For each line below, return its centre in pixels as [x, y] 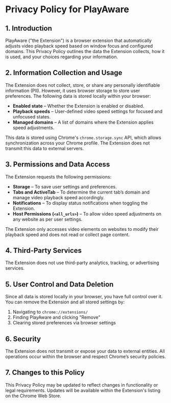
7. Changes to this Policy [45, 373]
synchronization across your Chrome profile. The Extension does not [78, 143]
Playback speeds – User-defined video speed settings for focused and [88, 111]
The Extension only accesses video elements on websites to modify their [82, 229]
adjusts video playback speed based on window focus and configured [79, 46]
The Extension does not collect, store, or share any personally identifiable [83, 85]
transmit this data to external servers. [45, 148]
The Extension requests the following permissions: [58, 177]
